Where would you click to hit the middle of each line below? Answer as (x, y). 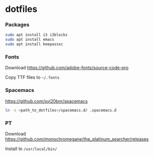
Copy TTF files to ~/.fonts (32, 78)
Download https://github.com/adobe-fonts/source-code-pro (67, 68)
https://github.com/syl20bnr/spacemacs (46, 101)
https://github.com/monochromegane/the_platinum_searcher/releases (77, 139)
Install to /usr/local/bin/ (31, 149)
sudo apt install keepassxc (34, 44)
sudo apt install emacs (30, 40)
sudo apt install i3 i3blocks (37, 35)
